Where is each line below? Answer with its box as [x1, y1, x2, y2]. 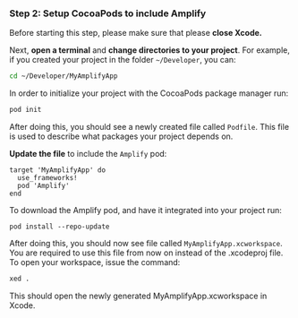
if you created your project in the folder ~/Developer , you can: [9, 55, 236, 65]
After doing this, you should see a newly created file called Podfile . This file [9, 122, 289, 133]
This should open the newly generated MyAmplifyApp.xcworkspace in [9, 290, 268, 301]
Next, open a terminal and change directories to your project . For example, [9, 45, 291, 56]
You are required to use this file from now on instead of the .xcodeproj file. [9, 247, 284, 258]
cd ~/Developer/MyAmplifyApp [9, 72, 118, 81]
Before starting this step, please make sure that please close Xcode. [9, 28, 262, 39]
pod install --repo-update [9, 222, 110, 231]
